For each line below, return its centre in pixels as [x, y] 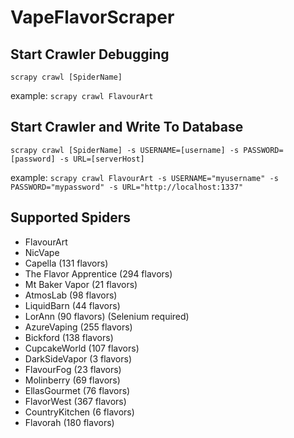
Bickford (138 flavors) [69, 337]
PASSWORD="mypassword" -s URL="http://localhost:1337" [127, 187]
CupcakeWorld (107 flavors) [82, 348]
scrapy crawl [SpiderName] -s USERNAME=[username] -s [125, 150]
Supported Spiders [71, 217]
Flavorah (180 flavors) [69, 422]
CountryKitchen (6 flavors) [79, 412]
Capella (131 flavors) [66, 263]
